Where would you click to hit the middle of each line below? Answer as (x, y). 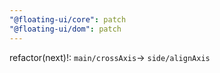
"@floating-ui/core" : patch (68, 19)
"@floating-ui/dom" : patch (65, 29)
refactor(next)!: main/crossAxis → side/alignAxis (110, 57)
